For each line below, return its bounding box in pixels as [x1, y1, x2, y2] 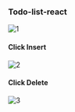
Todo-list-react [8, 6, 68, 17]
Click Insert [8, 42, 47, 51]
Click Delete [8, 78, 48, 88]
